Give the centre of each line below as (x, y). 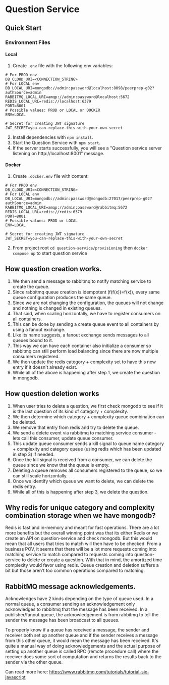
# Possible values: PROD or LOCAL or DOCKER (53, 110)
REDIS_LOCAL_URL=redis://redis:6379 (44, 212)
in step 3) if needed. (34, 454)
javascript (16, 677)
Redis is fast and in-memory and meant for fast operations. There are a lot (82, 528)
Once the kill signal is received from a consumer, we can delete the (82, 459)
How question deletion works (52, 394)
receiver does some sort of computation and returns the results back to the (83, 657)
